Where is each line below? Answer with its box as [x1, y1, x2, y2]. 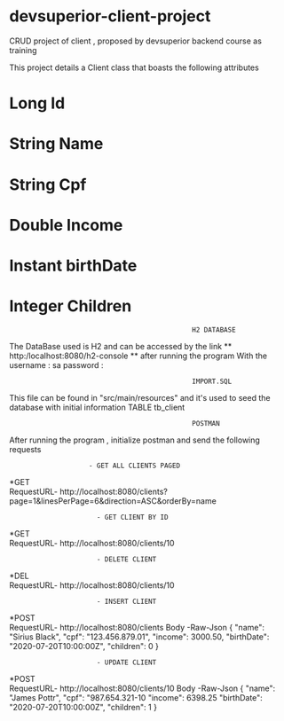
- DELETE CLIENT [96, 554, 157, 564]
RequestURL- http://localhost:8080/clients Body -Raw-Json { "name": [9, 622, 264, 632]
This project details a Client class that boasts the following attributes [9, 62, 259, 73]
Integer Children [9, 296, 132, 317]
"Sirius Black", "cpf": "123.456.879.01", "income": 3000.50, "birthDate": [9, 631, 270, 642]
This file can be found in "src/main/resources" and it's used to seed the [9, 392, 271, 403]
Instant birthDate [9, 255, 138, 276]
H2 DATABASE [192, 325, 237, 334]
